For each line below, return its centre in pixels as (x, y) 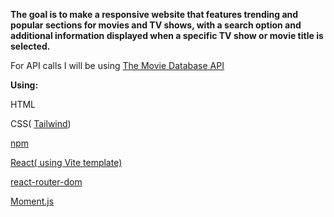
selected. (30, 46)
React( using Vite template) (66, 162)
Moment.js (32, 201)
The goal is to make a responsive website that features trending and (154, 14)
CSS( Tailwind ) (41, 123)
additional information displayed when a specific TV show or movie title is (167, 35)
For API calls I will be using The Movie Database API (117, 65)
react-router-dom (46, 182)
